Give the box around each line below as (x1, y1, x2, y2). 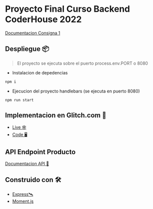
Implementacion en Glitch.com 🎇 (5, 111, 107, 119)
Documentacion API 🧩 (5, 161, 49, 167)
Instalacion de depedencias (12, 70, 68, 75)
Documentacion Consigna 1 (5, 30, 60, 36)
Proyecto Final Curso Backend (5, 3, 131, 15)
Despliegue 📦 (5, 45, 49, 53)
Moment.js (12, 198, 34, 204)
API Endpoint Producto (5, 148, 76, 156)
